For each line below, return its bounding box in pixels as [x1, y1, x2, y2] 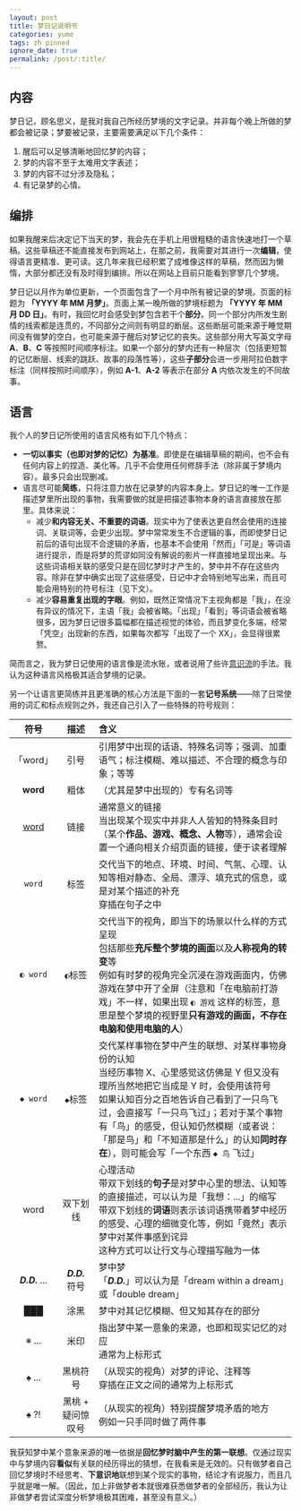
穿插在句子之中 [98, 898, 162, 911]
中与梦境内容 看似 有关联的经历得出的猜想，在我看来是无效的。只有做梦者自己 [9, 1458, 292, 1469]
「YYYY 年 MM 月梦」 [26, 297, 106, 308]
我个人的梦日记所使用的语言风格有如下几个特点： [9, 430, 190, 441]
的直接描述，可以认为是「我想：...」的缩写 [98, 1190, 277, 1203]
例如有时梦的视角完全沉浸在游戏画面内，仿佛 [98, 969, 288, 982]
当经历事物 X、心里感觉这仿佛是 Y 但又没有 [98, 1067, 280, 1079]
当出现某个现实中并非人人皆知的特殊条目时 [98, 814, 279, 827]
